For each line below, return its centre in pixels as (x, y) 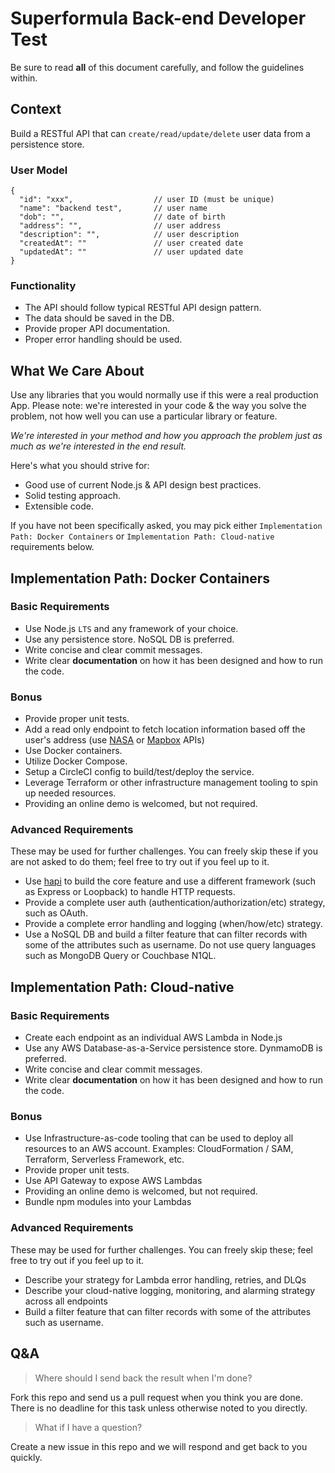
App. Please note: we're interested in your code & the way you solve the (158, 406)
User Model (39, 170)
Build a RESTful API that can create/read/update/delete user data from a (160, 133)
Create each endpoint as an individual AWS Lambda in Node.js (153, 1038)
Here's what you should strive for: (80, 466)
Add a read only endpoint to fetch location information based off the (165, 729)
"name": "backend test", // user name (113, 208)
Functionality (43, 285)
